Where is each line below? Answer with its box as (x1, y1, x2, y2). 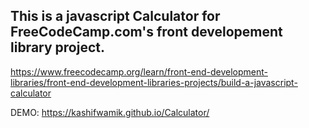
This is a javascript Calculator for (10, 8, 221, 25)
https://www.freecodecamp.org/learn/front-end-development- (10, 65, 268, 78)
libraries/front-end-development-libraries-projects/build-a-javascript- (10, 76, 298, 88)
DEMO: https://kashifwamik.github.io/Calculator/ (10, 106, 210, 118)
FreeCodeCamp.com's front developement (10, 24, 283, 41)
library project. (10, 39, 105, 56)
